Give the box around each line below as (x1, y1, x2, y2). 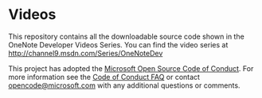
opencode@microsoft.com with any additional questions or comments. (8, 81, 240, 90)
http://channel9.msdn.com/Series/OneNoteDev (8, 48, 163, 58)
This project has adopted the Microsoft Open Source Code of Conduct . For (8, 63, 254, 73)
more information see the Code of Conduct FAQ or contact (8, 72, 201, 81)
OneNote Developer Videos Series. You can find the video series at (8, 40, 229, 49)
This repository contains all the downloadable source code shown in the (8, 32, 244, 41)
